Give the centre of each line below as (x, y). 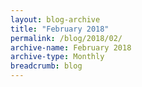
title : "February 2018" (60, 29)
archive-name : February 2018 (71, 47)
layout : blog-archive (55, 19)
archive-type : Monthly (57, 57)
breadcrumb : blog (46, 66)
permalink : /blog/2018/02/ (66, 38)
